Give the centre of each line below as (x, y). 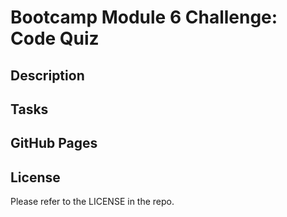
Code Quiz (55, 38)
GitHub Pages (54, 143)
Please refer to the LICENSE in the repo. (92, 202)
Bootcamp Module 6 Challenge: (144, 17)
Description (47, 75)
